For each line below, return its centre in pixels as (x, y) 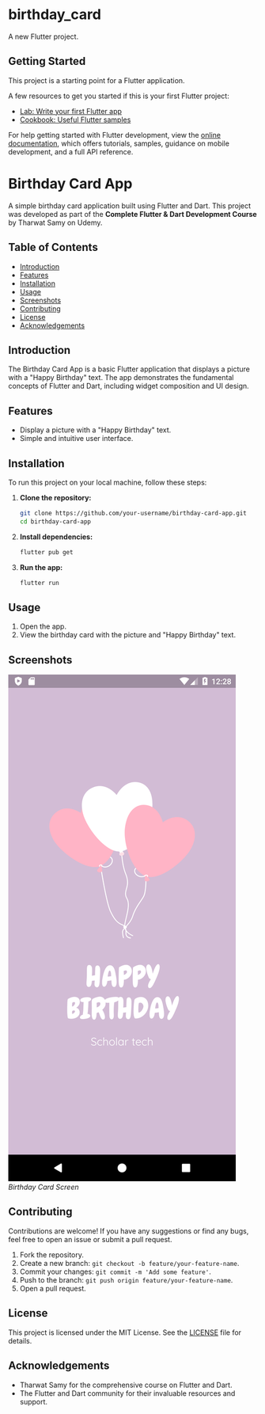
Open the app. (43, 626)
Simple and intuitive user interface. (76, 439)
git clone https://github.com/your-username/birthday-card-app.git (133, 513)
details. (20, 1340)
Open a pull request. (53, 1288)
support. (34, 1401)
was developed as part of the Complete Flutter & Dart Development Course (132, 214)
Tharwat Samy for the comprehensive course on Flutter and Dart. (126, 1385)
